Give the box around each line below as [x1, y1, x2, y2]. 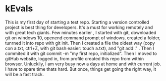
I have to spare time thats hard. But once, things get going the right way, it [5, 66, 156, 72]
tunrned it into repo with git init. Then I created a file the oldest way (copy [5, 40, 155, 46]
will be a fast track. [5, 71, 44, 77]
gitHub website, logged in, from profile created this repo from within [5, 55, 144, 61]
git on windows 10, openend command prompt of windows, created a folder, [5, 35, 161, 41]
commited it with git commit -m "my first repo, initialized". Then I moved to [5, 50, 157, 56]
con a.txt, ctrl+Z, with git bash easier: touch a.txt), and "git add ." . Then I [5, 45, 155, 51]
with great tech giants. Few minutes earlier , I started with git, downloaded [5, 29, 157, 35]
